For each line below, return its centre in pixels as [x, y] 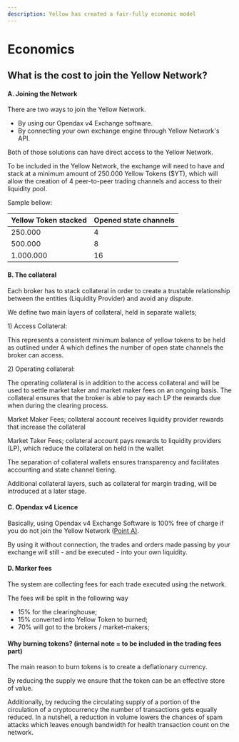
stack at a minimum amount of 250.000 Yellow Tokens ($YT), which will [113, 174]
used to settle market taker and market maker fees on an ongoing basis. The [119, 390]
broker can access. [36, 355]
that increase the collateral [46, 427]
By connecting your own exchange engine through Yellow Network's [118, 131]
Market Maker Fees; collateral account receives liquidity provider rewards [115, 419]
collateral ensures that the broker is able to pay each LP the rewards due [114, 397]
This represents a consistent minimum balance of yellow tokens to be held [117, 340]
